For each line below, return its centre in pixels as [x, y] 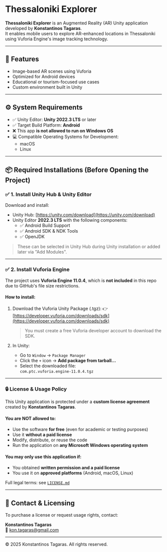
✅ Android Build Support [45, 226]
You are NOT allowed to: [31, 418]
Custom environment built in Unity [47, 87]
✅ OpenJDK [32, 237]
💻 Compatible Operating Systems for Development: [66, 137]
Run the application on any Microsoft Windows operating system [80, 445]
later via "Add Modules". [42, 252]
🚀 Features [22, 59]
